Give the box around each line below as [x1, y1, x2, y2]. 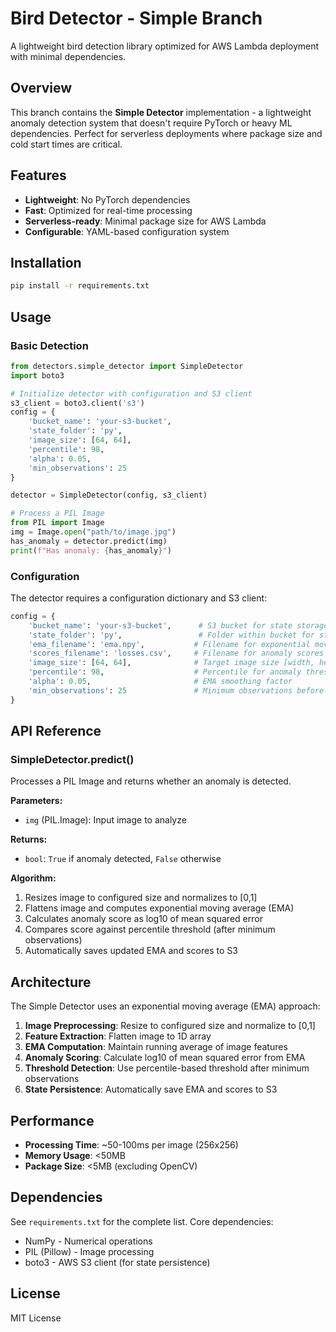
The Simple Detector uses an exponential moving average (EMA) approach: [10, 1000, 321, 1012]
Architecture [10, 973, 92, 991]
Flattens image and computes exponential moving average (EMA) [24, 902, 295, 914]
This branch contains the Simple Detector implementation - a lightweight [10, 106, 312, 118]
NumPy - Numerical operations [24, 1235, 153, 1247]
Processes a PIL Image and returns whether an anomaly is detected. [10, 775, 292, 787]
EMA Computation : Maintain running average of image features [24, 1041, 288, 1053]
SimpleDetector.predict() [10, 753, 135, 767]
